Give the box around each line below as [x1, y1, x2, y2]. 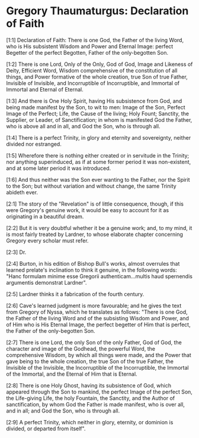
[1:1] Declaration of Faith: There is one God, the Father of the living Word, [6, 36, 184, 43]
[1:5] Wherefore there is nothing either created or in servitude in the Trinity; [6, 152, 190, 159]
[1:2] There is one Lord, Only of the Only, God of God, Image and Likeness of [6, 61, 193, 68]
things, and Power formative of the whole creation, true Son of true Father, [6, 73, 188, 80]
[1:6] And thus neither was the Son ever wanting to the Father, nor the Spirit [6, 176, 190, 183]
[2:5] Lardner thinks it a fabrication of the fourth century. [6, 290, 145, 298]
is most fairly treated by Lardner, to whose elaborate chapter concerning [6, 231, 184, 238]
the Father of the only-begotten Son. [6, 327, 96, 334]
